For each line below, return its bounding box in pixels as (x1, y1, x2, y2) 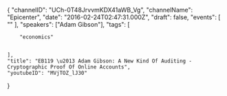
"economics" (19, 34, 54, 40)
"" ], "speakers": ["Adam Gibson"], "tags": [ (7, 21, 130, 28)
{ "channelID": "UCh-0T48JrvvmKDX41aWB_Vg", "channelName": (7, 6, 193, 14)
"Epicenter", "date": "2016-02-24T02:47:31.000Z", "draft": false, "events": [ (7, 13, 221, 21)
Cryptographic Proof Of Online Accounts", (7, 64, 131, 71)
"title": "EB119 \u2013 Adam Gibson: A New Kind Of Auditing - (7, 58, 193, 64)
